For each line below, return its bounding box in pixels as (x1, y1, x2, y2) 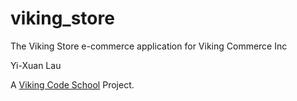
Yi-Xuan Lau (10, 59, 62, 71)
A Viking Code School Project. (10, 78, 135, 91)
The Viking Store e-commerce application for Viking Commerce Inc (10, 40, 288, 52)
